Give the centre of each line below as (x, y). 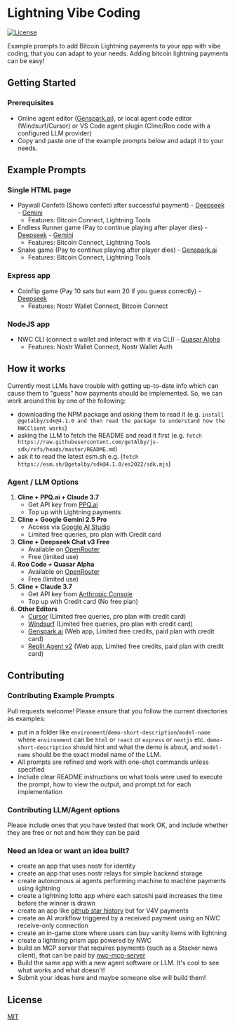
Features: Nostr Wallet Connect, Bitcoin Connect (98, 306)
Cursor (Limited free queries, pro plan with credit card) (107, 617)
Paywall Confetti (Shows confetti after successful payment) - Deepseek (121, 206)
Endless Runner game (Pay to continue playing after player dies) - (113, 228)
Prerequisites (31, 103)
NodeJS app (29, 324)
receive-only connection (53, 926)
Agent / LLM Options (43, 482)
